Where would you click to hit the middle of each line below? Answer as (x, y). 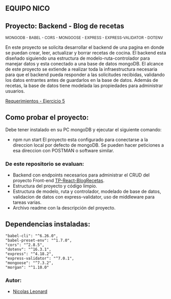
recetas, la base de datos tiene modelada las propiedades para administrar (84, 86)
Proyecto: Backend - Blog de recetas (65, 26)
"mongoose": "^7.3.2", (29, 263)
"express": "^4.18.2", (29, 254)
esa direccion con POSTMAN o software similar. (63, 151)
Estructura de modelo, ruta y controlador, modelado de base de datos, (87, 191)
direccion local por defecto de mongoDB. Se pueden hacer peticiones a (88, 145)
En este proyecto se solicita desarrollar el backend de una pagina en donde (85, 47)
